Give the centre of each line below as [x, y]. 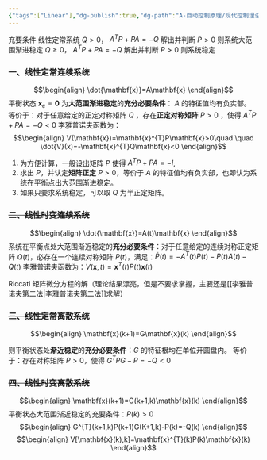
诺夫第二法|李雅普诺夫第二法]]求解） [68, 293]
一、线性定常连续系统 [49, 72]
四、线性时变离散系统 [49, 383]
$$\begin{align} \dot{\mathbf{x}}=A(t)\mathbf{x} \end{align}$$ [133, 233]
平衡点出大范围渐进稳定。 [75, 182]
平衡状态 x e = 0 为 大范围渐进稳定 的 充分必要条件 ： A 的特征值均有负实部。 [130, 104]
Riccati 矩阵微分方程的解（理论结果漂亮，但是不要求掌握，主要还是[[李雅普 [131, 283]
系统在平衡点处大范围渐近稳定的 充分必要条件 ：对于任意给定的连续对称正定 [130, 246]
